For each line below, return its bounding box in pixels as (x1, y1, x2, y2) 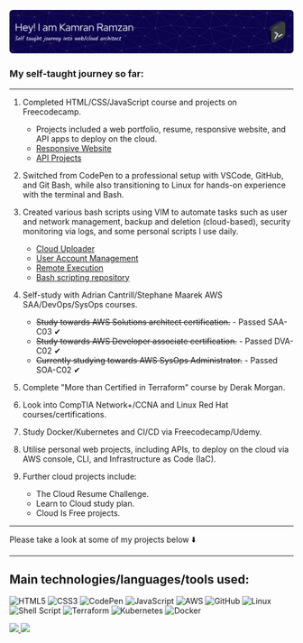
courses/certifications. (22, 409, 106, 419)
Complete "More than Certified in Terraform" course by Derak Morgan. (22, 381, 286, 392)
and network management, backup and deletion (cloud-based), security (22, 216, 291, 226)
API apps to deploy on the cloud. (35, 133, 158, 144)
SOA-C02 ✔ (35, 364, 81, 375)
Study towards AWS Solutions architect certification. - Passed (35, 317, 266, 327)
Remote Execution (35, 262, 104, 273)
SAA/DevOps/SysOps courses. (22, 299, 138, 309)
